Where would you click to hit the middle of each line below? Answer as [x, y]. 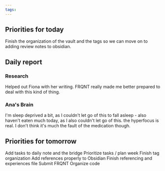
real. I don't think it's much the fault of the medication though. [68, 126]
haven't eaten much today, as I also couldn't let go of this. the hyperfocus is [82, 120]
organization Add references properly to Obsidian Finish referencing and [79, 158]
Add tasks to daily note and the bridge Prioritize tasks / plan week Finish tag [82, 153]
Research [17, 76]
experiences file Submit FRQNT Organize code [52, 164]
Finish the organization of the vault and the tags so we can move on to [76, 41]
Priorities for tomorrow [41, 141]
